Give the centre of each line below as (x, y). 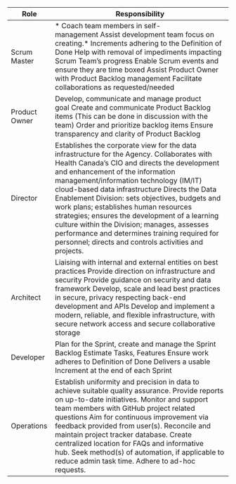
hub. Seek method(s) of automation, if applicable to (140, 452)
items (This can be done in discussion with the (132, 116)
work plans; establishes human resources (123, 207)
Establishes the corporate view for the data (126, 145)
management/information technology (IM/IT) (129, 180)
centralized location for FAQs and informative (129, 444)
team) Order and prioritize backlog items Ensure (134, 125)
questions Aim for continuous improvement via (132, 417)
